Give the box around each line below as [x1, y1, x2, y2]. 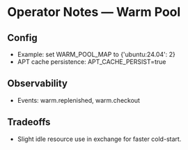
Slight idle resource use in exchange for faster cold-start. [17, 135, 182, 143]
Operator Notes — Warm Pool [7, 4, 181, 20]
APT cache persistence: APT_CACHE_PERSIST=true [17, 58, 166, 66]
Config [7, 32, 38, 44]
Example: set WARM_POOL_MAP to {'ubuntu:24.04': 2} [17, 50, 175, 58]
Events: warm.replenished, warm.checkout [17, 96, 141, 104]
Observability [7, 78, 68, 90]
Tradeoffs [7, 116, 51, 128]
